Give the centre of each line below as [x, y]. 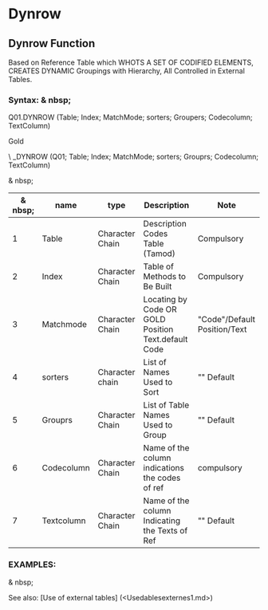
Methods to [164, 277]
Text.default [166, 340]
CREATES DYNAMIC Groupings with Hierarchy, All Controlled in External [127, 71]
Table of [158, 266]
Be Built [158, 286]
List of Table [166, 405]
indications [164, 468]
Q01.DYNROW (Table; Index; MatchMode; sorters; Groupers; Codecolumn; [130, 117]
